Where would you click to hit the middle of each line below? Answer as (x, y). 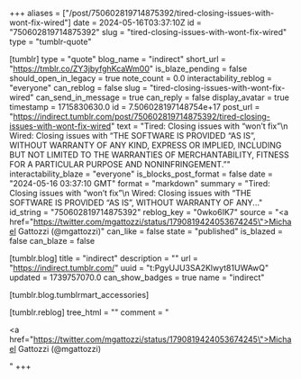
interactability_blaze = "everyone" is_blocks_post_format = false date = (141, 174)
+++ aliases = (35, 13)
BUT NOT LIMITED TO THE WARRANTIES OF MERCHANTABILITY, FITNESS (150, 155)
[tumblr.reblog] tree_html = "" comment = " (89, 312)
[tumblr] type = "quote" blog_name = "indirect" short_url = (118, 59)
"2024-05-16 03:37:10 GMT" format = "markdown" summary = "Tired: (140, 183)
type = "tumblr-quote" (50, 41)
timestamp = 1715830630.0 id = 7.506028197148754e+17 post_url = (135, 107)
